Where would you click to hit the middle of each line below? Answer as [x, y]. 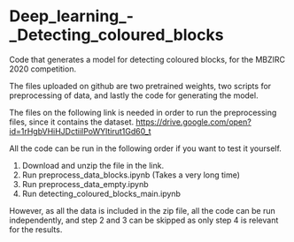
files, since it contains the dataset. [72, 122]
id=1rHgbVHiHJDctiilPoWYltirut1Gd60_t [81, 131]
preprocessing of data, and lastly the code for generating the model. [134, 95]
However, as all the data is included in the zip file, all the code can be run [143, 210]
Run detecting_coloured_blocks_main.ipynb [101, 193]
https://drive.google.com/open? [194, 122]
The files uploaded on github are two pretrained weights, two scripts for [140, 86]
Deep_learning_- [72, 16]
